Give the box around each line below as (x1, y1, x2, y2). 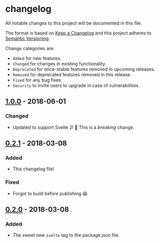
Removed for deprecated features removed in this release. (12, 71, 131, 77)
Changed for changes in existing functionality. (12, 60, 106, 67)
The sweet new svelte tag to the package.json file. (12, 232, 120, 238)
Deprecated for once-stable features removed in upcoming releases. (12, 66, 155, 72)
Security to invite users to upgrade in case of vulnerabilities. (12, 82, 140, 89)
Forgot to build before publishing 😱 (12, 190, 88, 196)
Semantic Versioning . (5, 35, 50, 41)
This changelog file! (12, 166, 55, 172)
